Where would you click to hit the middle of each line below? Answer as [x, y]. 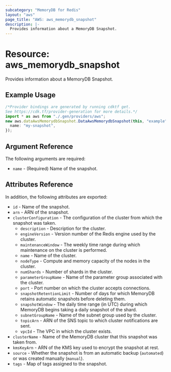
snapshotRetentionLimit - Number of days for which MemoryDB [88, 293]
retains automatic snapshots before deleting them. [73, 299]
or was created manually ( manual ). [48, 358]
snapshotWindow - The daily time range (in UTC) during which [84, 304]
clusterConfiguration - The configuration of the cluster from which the [88, 218]
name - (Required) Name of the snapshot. [55, 168]
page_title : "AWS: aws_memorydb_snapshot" [51, 19]
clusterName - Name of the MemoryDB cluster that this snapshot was [85, 336]
